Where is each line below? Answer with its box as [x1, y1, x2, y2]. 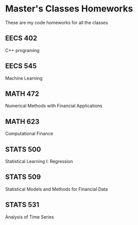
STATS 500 [5, 145, 41, 153]
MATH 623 [5, 117, 40, 125]
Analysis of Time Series [5, 213, 54, 220]
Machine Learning [5, 75, 43, 81]
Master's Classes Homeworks [5, 3, 133, 14]
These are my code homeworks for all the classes [5, 19, 108, 25]
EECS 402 [5, 34, 38, 42]
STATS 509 [5, 173, 41, 181]
